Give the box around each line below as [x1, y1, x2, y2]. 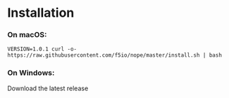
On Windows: [7, 68, 55, 78]
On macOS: [7, 30, 47, 40]
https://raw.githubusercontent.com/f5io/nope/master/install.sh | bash [7, 52, 222, 59]
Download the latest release [7, 84, 89, 92]
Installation [7, 5, 75, 21]
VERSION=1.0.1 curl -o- [7, 45, 78, 53]
